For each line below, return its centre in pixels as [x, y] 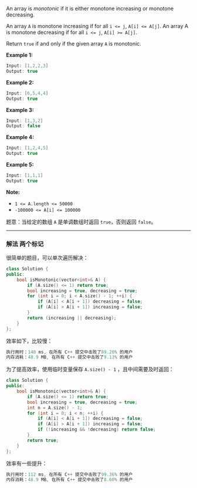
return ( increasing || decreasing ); [72, 318]
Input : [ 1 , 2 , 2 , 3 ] [27, 66]
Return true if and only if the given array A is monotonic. [74, 44]
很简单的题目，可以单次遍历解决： [47, 258]
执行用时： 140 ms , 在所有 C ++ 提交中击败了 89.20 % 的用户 [69, 352]
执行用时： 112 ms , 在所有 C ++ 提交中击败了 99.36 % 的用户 [69, 475]
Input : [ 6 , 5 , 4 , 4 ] [27, 93]
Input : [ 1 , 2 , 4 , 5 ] [27, 148]
